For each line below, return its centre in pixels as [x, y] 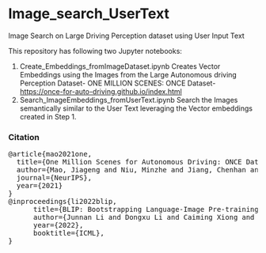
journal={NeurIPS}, [54, 178]
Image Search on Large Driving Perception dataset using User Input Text [127, 36]
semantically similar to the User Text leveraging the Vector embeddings [136, 108]
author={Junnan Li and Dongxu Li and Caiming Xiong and [144, 217]
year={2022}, [58, 225]
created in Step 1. [48, 116]
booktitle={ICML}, [68, 233]
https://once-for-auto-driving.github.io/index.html [101, 91]
